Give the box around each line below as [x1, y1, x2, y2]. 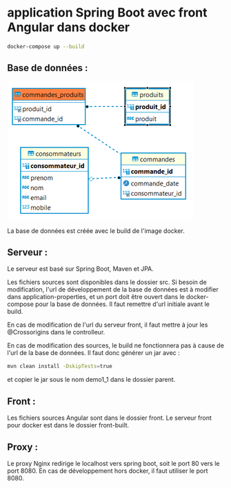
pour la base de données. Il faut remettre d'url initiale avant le [35, 300, 210, 308]
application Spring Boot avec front [7, 5, 208, 21]
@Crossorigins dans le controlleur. [7, 328, 106, 336]
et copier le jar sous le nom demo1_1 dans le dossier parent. [7, 376, 176, 384]
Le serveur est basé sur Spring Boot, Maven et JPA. [7, 265, 154, 273]
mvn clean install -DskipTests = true [7, 363, 112, 370]
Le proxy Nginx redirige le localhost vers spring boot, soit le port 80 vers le [7, 459, 220, 467]
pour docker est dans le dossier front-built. [7, 421, 130, 429]
